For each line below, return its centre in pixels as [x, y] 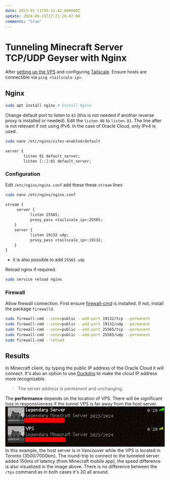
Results [17, 356]
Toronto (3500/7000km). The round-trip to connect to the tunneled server [82, 456]
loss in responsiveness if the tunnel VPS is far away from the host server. [81, 404]
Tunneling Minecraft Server [64, 47]
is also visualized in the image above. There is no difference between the [81, 466]
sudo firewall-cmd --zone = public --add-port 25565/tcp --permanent [78, 329]
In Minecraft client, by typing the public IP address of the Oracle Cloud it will [84, 368]
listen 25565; [45, 215]
